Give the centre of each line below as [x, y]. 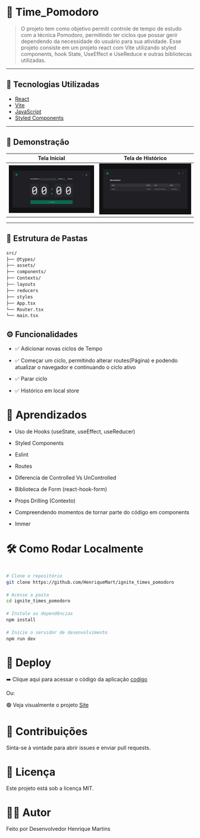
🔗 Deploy [29, 662]
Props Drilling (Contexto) [45, 501]
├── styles [20, 297]
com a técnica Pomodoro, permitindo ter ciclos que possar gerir [99, 35]
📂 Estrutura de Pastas [47, 238]
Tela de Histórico [146, 158]
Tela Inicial [51, 158]
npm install [21, 620]
